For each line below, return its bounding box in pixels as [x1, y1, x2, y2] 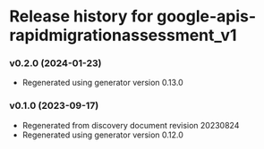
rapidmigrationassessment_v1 [9, 25, 237, 46]
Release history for [9, 6, 154, 27]
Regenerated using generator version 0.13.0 [21, 78, 183, 88]
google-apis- [156, 6, 257, 27]
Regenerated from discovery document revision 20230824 [21, 120, 240, 130]
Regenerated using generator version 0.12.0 [21, 129, 183, 140]
